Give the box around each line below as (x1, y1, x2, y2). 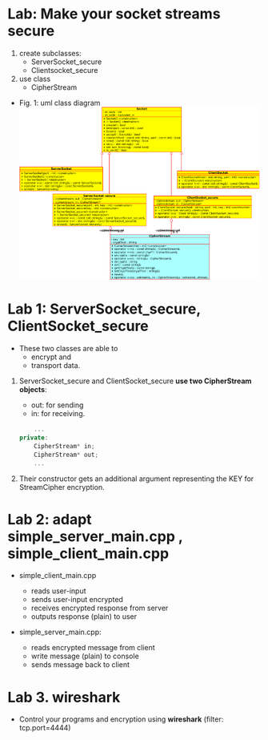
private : (18, 434, 49, 442)
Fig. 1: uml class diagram (18, 98, 101, 107)
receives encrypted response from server (30, 603, 169, 613)
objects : (18, 385, 47, 394)
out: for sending (30, 400, 84, 410)
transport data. (30, 361, 81, 370)
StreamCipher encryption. (18, 482, 105, 491)
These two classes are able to (18, 344, 118, 354)
